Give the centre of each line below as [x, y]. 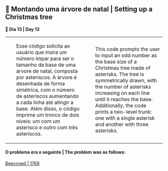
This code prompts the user [127, 49]
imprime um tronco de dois [48, 115]
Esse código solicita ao [43, 46]
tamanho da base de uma [46, 65]
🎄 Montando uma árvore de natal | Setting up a [79, 9]
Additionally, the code [121, 105]
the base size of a [116, 62]
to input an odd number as [126, 55]
